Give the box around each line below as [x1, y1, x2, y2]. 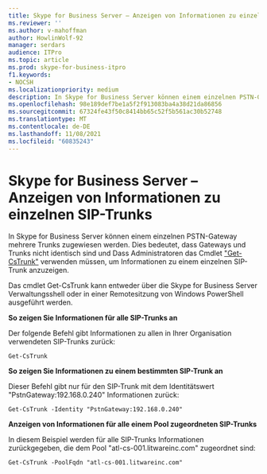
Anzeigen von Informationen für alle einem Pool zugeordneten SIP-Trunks [8, 419, 257, 429]
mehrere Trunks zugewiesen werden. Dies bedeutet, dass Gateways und [8, 240, 246, 250]
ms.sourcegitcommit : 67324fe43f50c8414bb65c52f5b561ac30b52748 [8, 108, 222, 116]
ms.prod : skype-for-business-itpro [8, 64, 126, 72]
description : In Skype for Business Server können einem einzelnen [8, 93, 237, 101]
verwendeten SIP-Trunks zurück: [8, 337, 116, 347]
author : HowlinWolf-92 [8, 33, 83, 42]
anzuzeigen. [29, 266, 69, 275]
